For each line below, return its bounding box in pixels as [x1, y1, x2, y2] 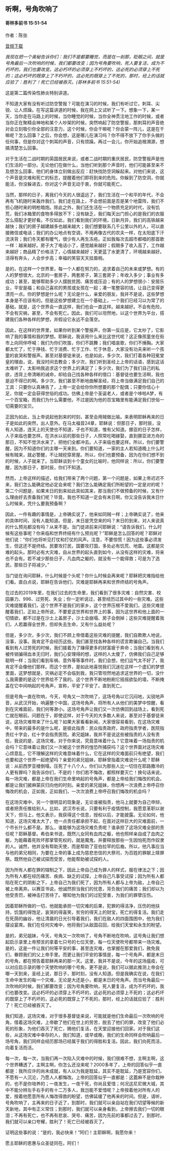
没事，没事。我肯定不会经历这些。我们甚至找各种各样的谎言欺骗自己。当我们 [5, 638, 164, 644]
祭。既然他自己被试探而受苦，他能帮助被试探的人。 [5, 856, 111, 862]
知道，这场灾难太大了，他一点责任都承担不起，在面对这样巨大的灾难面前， [5, 818, 160, 824]
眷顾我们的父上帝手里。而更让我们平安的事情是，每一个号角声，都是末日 [14, 951, 164, 958]
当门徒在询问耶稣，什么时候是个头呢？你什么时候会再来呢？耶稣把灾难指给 [5, 572, 160, 579]
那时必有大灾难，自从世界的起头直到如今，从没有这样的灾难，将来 [27, 549, 164, 555]
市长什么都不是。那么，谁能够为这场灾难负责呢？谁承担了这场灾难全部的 [9, 824, 160, 830]
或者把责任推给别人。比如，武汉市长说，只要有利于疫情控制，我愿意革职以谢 [5, 805, 164, 811]
